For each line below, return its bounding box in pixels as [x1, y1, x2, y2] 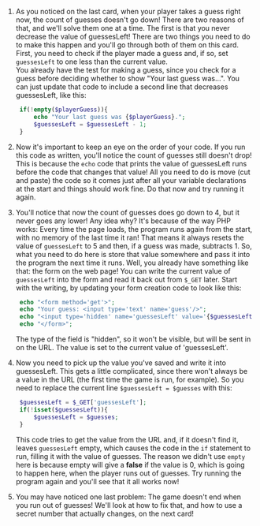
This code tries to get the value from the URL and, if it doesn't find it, [15, 435, 239, 444]
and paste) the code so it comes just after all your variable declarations [15, 175, 247, 185]
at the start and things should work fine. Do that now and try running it [15, 184, 244, 193]
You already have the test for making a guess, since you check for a [15, 65, 236, 74]
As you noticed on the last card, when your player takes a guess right [15, 7, 241, 16]
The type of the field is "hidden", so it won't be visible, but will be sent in [15, 334, 251, 344]
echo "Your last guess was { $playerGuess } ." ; [33, 113, 186, 121]
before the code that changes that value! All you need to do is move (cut [15, 167, 251, 177]
